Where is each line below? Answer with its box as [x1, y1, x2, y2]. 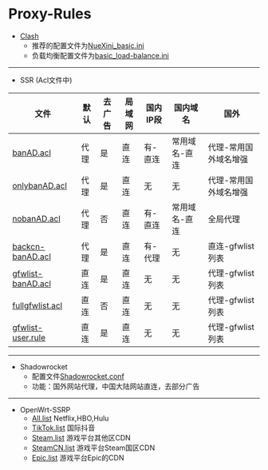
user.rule [12, 332, 46, 343]
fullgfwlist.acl [12, 300, 62, 311]
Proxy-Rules [8, 5, 92, 23]
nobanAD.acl [12, 213, 61, 224]
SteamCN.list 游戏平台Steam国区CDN [31, 443, 156, 452]
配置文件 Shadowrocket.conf [31, 371, 125, 380]
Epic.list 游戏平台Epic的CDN [31, 452, 124, 462]
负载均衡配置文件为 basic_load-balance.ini [31, 50, 169, 60]
